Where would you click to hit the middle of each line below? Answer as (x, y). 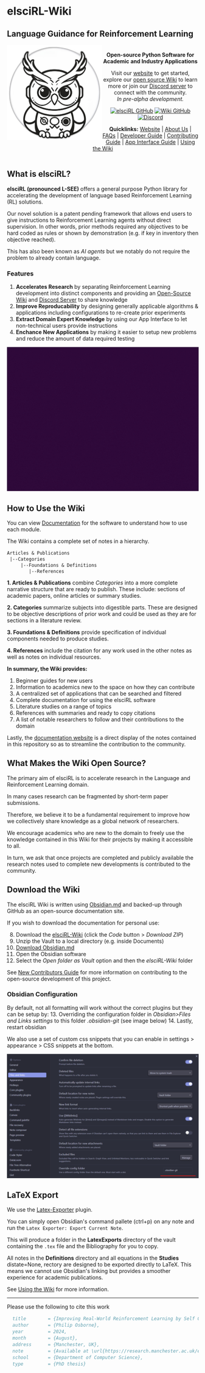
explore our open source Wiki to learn (150, 80)
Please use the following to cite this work (58, 1307)
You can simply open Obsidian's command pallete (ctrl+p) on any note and (101, 1222)
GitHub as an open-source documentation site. (66, 911)
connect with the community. (151, 92)
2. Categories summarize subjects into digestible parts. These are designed (102, 607)
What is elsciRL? (39, 174)
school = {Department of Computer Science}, (78, 1357)
